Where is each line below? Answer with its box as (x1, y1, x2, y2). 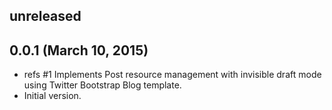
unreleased (9, 8, 82, 25)
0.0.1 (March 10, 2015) (9, 42, 149, 59)
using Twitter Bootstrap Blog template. (23, 79, 182, 91)
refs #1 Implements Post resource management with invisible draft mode (23, 69, 322, 81)
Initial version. (23, 90, 82, 102)
